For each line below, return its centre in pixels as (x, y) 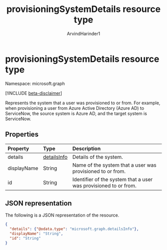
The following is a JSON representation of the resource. (62, 215)
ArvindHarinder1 (83, 33)
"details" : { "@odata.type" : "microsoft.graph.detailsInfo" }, (74, 229)
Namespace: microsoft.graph (35, 83)
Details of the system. (98, 157)
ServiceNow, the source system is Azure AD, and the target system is (76, 113)
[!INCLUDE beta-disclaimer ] (34, 93)
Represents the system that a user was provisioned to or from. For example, (83, 103)
